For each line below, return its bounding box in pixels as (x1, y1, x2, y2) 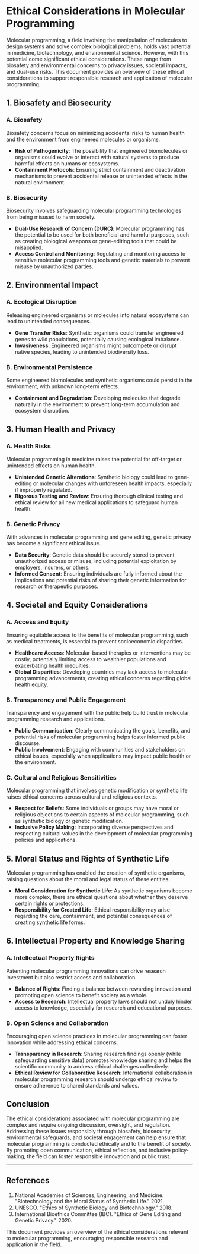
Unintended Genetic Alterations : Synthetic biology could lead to (14, 473, 174, 480)
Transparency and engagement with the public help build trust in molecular (6, 709, 190, 716)
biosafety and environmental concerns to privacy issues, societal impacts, (6, 61, 188, 69)
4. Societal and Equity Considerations (6, 600, 148, 610)
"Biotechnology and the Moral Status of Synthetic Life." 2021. (14, 1198, 165, 1205)
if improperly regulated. (14, 486, 72, 493)
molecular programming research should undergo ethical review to (14, 1075, 178, 1083)
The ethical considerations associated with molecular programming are (6, 1115, 179, 1122)
